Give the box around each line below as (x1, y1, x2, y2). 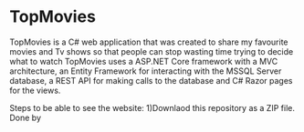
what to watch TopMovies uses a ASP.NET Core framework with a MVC (9, 56, 278, 66)
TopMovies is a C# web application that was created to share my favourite (9, 36, 288, 47)
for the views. (9, 85, 61, 96)
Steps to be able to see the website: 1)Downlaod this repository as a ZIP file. (9, 102, 295, 113)
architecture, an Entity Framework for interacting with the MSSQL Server (9, 66, 282, 76)
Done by (9, 112, 42, 123)
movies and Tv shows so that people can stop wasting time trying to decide (9, 46, 294, 56)
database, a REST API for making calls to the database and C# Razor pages (9, 75, 293, 86)
